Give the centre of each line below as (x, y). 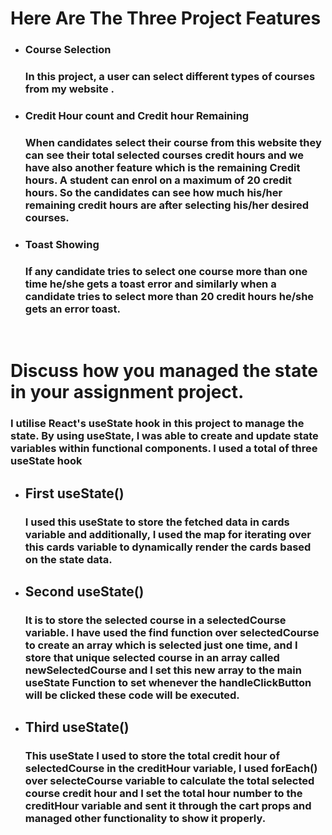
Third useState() (77, 727)
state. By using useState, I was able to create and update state (164, 436)
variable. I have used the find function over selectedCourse (172, 632)
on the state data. (68, 559)
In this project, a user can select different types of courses (170, 77)
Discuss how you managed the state (164, 371)
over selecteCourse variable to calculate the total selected (169, 781)
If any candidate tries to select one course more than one (166, 271)
